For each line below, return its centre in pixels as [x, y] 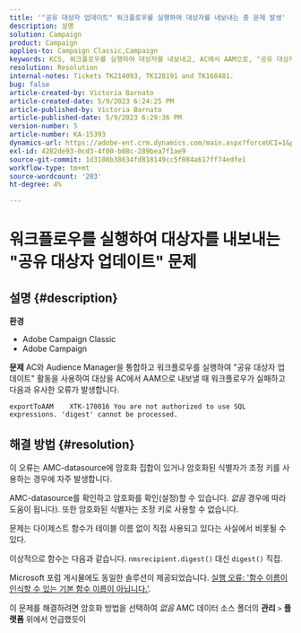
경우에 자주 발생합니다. [73, 479]
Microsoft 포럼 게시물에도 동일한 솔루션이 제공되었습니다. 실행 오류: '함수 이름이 [149, 577]
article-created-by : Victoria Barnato [82, 92]
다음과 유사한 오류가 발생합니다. [64, 390]
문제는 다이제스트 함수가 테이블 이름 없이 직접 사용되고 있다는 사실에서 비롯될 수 [148, 528]
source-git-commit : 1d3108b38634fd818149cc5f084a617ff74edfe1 [128, 159]
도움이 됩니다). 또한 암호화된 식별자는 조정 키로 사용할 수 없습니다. [124, 509]
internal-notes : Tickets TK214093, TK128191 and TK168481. [122, 76]
